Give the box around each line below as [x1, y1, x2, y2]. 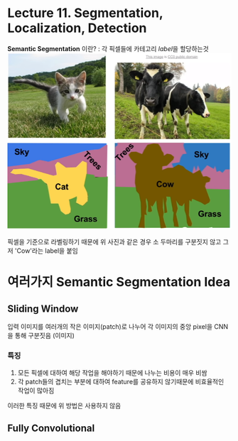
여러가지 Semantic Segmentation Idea [7, 274, 231, 290]
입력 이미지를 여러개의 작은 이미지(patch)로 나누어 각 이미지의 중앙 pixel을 [7, 322, 213, 331]
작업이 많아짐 [17, 386, 55, 395]
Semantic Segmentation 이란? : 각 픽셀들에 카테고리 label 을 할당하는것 [7, 44, 210, 53]
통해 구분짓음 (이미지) [14, 332, 75, 340]
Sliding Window [7, 303, 79, 315]
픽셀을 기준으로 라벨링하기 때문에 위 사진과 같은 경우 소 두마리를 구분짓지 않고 [7, 238, 222, 246]
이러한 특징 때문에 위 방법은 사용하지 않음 [7, 401, 121, 410]
